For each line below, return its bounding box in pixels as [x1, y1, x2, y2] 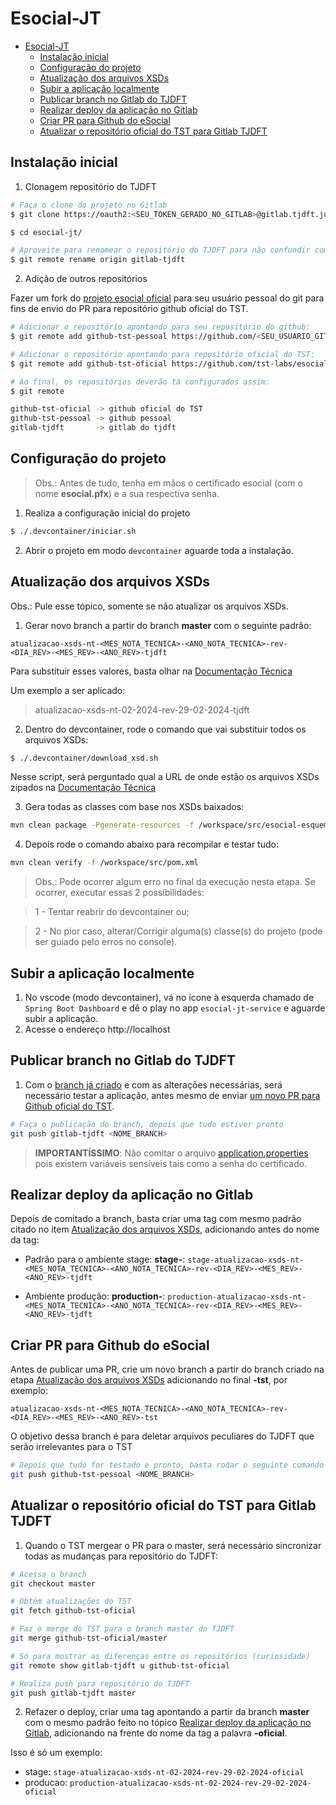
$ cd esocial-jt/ [10, 227, 83, 237]
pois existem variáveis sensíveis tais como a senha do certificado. [34, 1157, 308, 1169]
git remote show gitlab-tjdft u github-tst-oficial [10, 1660, 230, 1671]
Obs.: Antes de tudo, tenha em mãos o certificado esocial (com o [34, 477, 303, 489]
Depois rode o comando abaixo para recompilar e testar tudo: [24, 838, 279, 851]
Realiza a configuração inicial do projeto [24, 507, 191, 519]
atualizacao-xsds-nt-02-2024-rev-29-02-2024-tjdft [34, 703, 250, 716]
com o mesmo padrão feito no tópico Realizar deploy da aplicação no [24, 1717, 312, 1729]
